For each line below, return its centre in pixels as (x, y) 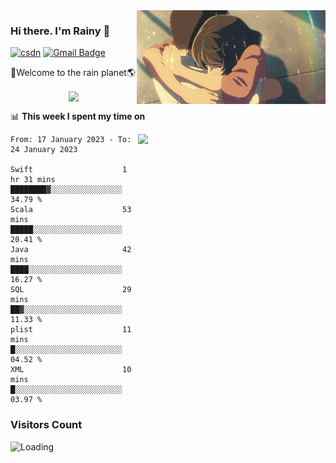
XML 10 (71, 370)
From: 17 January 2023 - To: (71, 140)
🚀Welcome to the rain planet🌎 (73, 73)
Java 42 (71, 250)
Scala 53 (71, 210)
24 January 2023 (44, 150)
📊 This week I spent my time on (78, 116)
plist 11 (71, 330)
